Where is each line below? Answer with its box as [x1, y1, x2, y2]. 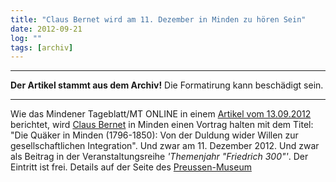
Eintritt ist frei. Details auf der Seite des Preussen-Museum [10, 161, 252, 173]
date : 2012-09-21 [10, 24, 83, 34]
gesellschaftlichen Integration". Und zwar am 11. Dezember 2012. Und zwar [10, 140, 320, 152]
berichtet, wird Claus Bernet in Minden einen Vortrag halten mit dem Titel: [10, 119, 314, 131]
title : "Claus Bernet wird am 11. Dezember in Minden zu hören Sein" [10, 14, 307, 25]
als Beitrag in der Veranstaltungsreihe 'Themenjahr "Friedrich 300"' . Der [10, 151, 309, 163]
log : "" [10, 33, 43, 43]
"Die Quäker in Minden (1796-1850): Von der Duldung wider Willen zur [10, 129, 299, 141]
